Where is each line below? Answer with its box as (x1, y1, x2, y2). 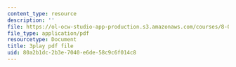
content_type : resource (7, 10, 77, 17)
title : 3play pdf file (7, 43, 74, 50)
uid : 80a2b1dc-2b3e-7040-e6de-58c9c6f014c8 (7, 50, 137, 57)
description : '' (7, 17, 55, 24)
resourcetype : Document (7, 36, 77, 43)
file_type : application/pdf (7, 29, 90, 37)
